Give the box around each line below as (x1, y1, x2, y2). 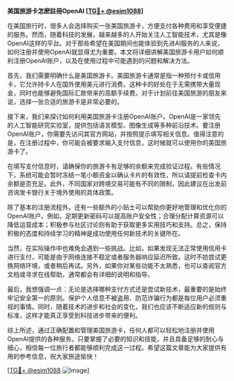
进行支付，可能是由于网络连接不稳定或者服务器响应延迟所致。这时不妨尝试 (7, 253, 221, 261)
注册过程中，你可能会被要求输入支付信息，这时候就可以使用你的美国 (25, 139, 221, 147)
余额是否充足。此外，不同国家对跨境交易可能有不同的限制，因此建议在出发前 (7, 179, 227, 188)
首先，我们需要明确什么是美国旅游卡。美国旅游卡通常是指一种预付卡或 (7, 71, 209, 80)
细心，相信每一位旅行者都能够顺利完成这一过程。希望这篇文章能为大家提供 (7, 343, 221, 352)
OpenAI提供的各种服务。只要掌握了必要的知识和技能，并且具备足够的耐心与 (7, 335, 224, 343)
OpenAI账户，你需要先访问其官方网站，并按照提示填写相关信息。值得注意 (7, 130, 218, 138)
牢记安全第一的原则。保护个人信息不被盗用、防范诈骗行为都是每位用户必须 (7, 294, 221, 302)
